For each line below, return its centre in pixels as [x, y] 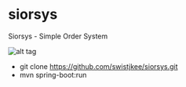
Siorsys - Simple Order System [58, 36]
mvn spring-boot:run [53, 74]
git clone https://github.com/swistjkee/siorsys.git [98, 66]
